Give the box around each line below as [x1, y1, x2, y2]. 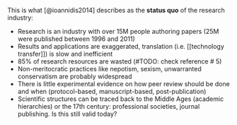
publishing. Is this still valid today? [17, 109, 117, 118]
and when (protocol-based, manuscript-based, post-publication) [17, 88, 207, 95]
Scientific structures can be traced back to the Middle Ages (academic [17, 95, 224, 103]
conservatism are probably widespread [17, 72, 132, 81]
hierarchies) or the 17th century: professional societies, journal [17, 102, 200, 110]
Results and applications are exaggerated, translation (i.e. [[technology [17, 42, 225, 50]
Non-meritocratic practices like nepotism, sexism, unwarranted [17, 65, 202, 73]
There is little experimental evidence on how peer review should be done [17, 80, 230, 88]
